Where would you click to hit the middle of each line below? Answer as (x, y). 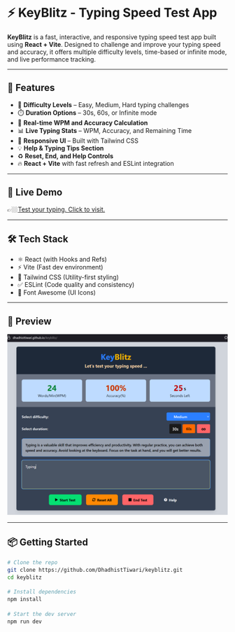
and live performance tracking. (52, 59)
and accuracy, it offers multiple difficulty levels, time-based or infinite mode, (117, 52)
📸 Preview (29, 321)
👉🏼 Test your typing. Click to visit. (56, 209)
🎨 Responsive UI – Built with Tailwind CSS (78, 141)
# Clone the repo (33, 562)
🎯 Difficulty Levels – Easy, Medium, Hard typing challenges (103, 104)
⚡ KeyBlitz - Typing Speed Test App (112, 13)
